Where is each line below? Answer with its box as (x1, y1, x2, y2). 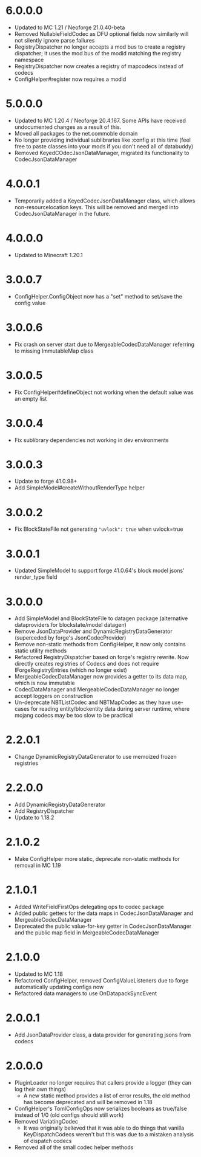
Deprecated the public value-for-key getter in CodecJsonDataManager (14, 922, 192, 930)
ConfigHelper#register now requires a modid (14, 75, 127, 83)
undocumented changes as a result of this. (14, 123, 122, 131)
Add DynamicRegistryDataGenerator (14, 801, 106, 809)
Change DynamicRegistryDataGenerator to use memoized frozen (14, 753, 177, 761)
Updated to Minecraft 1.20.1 (14, 251, 83, 258)
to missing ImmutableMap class (14, 347, 94, 354)
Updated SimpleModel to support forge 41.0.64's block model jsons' (14, 567, 185, 575)
